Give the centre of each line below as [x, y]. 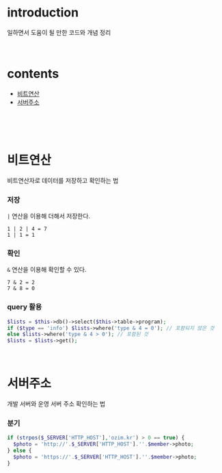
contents [33, 74]
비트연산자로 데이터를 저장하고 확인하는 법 [63, 180]
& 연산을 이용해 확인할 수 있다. [47, 270]
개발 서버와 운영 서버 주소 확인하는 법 [56, 404]
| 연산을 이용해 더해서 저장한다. [49, 216]
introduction [43, 13]
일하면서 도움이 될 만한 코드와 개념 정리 [59, 32]
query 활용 [25, 307]
